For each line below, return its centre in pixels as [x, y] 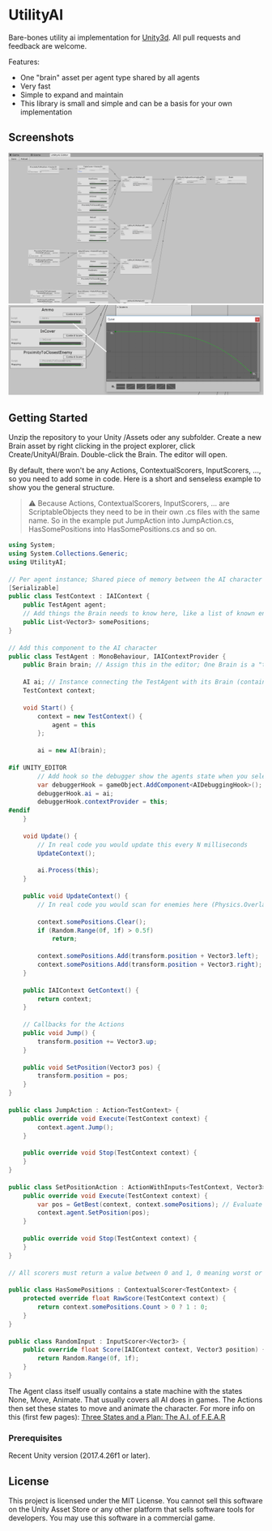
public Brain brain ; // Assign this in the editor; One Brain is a [139, 665]
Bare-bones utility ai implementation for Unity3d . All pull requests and [125, 37]
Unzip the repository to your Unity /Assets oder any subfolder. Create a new [135, 438]
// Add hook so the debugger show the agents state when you [143, 776]
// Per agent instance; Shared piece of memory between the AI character [136, 579]
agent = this [73, 725]
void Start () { [49, 708]
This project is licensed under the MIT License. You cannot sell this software [136, 1501]
